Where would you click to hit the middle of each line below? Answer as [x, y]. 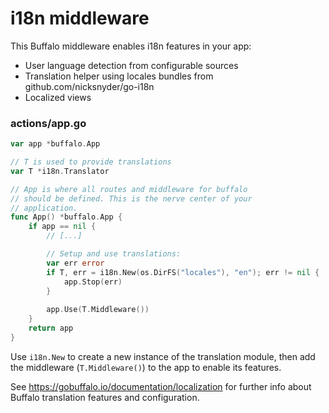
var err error [75, 263]
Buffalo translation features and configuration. [105, 397]
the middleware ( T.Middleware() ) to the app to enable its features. [146, 367]
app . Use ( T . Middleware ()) [98, 310]
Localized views [58, 97]
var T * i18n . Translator [60, 171]
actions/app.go [48, 123]
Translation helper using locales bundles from [119, 76]
